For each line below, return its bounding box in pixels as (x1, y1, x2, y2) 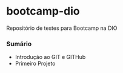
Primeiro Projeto (15, 60, 56, 68)
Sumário (6, 40, 32, 48)
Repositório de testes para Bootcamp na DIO (6, 24, 118, 32)
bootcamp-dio (6, 4, 80, 18)
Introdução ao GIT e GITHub (15, 54, 86, 61)
